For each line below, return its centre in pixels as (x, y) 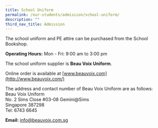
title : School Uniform (29, 10)
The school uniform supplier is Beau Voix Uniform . (59, 63)
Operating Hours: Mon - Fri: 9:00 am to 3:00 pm (56, 54)
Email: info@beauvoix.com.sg (37, 120)
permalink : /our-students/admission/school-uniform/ (62, 15)
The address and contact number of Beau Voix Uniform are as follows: (79, 89)
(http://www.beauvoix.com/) (35, 79)
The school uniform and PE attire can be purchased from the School (77, 39)
